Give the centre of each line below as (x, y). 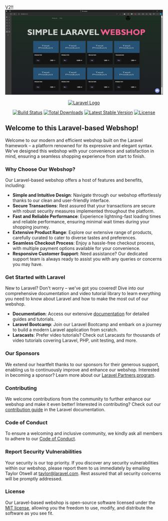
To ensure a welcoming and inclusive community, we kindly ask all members (84, 433)
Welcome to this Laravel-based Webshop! (72, 128)
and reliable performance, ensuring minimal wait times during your (81, 222)
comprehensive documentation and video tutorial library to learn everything (83, 294)
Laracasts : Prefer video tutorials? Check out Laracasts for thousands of (86, 335)
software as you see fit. (29, 513)
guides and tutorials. (33, 319)
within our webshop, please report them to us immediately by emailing (77, 468)
